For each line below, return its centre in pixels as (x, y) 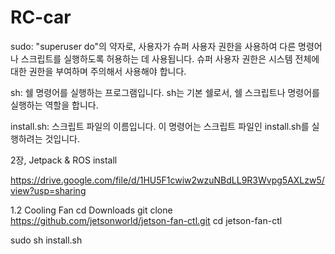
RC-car (41, 17)
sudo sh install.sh (46, 240)
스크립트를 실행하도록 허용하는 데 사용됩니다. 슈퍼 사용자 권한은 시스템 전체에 (170, 58)
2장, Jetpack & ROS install (64, 160)
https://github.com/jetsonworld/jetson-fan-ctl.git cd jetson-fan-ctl (146, 220)
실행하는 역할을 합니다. (54, 105)
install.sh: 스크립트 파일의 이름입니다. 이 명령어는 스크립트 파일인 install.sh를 (160, 126)
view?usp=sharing (48, 190)
